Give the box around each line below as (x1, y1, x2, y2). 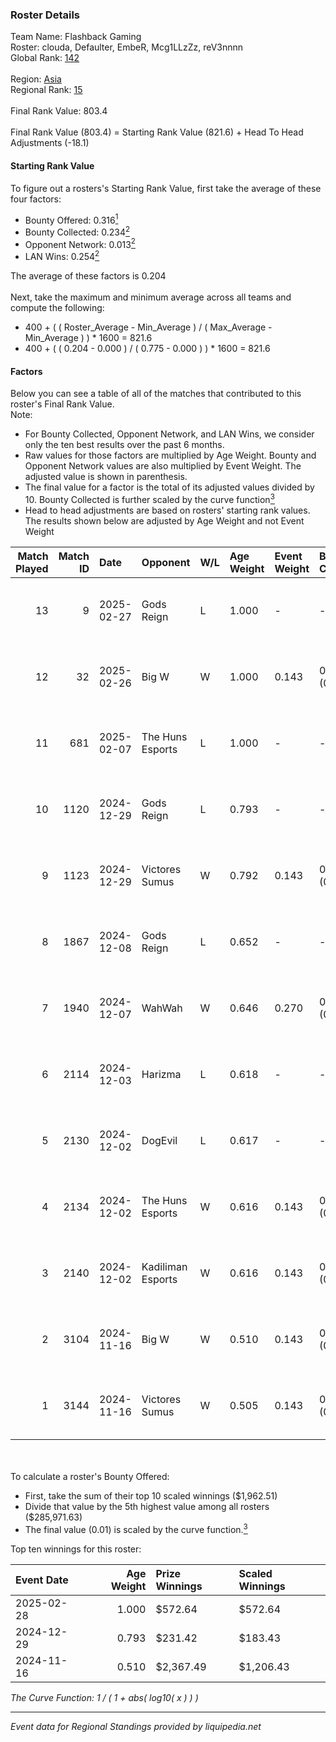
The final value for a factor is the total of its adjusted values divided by (24, 481, 315, 493)
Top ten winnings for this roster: (10, 1543, 142, 1555)
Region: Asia (10, 73, 62, 85)
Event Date (15, 1573, 69, 1587)
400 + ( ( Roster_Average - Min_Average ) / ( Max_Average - (24, 321, 273, 333)
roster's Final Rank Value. (10, 398, 115, 410)
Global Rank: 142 (10, 52, 80, 64)
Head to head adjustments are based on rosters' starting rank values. (24, 504, 311, 516)
